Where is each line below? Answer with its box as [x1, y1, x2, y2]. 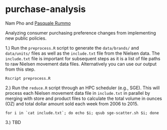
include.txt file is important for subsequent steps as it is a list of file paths [5, 55, 160, 61]
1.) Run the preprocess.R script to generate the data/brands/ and [5, 45, 139, 51]
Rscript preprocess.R [5, 76, 51, 81]
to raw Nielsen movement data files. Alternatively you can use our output [5, 61, 157, 67]
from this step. [5, 66, 35, 72]
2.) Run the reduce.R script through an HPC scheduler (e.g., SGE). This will [5, 84, 160, 91]
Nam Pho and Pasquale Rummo [5, 20, 71, 26]
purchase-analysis [5, 4, 86, 15]
